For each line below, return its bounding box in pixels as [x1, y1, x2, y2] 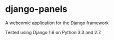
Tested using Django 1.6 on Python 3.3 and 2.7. [5, 29, 101, 35]
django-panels [5, 3, 67, 15]
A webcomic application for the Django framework [5, 20, 109, 26]
